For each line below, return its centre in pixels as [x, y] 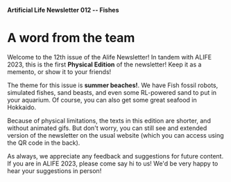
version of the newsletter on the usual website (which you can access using [115, 135]
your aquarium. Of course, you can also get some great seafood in [102, 100]
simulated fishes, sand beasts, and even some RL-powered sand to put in [112, 92]
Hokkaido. [22, 107]
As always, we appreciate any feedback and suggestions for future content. [115, 156]
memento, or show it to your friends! [59, 71]
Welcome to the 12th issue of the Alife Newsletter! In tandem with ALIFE [110, 57]
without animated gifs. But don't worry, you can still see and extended [107, 128]
